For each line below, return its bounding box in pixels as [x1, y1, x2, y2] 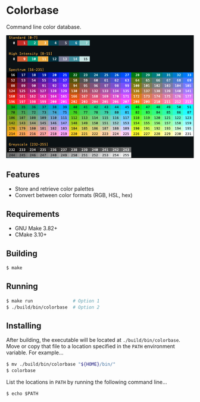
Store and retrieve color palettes [14, 185, 94, 192]
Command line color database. [6, 23, 82, 30]
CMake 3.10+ [14, 231, 47, 238]
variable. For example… [6, 349, 64, 356]
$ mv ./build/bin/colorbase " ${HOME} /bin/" [6, 362, 116, 367]
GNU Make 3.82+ [14, 225, 58, 232]
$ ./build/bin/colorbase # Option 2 [6, 304, 100, 310]
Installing [6, 320, 42, 331]
